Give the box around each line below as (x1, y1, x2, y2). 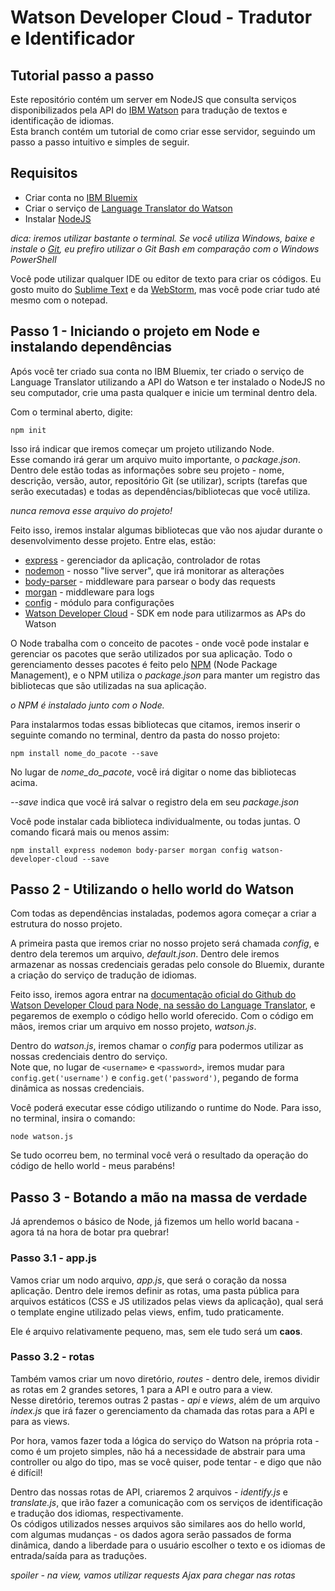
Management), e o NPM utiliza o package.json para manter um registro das (10, 669, 321, 681)
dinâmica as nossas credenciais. (10, 1082, 145, 1095)
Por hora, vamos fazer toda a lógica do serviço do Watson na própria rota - (10, 1434, 320, 1446)
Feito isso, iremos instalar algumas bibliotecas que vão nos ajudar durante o (10, 524, 323, 536)
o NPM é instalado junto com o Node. (10, 699, 165, 711)
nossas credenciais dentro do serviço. (10, 1051, 168, 1063)
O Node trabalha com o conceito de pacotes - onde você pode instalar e (10, 637, 310, 649)
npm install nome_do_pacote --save (10, 748, 159, 758)
